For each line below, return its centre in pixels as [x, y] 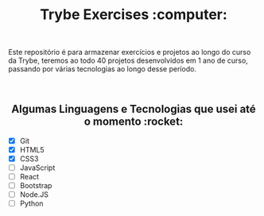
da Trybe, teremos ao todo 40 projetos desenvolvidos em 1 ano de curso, [128, 60]
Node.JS [34, 195]
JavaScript [37, 168]
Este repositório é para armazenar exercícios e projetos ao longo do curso [130, 52]
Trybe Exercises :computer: [134, 15]
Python [31, 203]
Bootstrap [36, 186]
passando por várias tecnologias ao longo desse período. [103, 68]
